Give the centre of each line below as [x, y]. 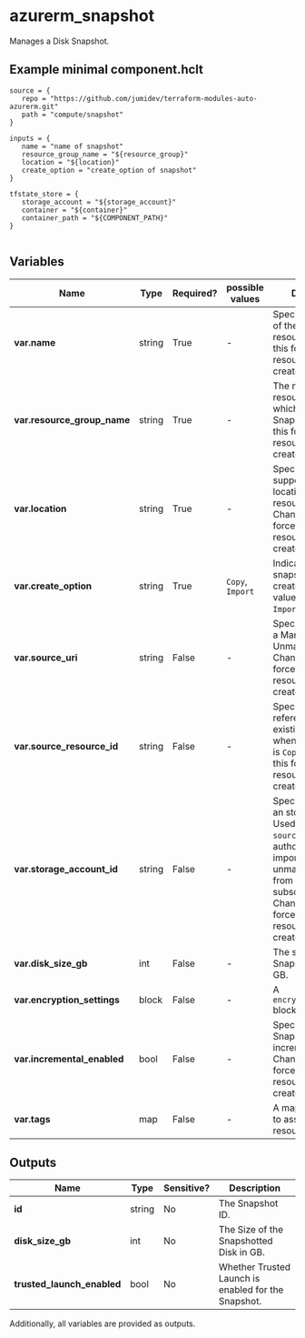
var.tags [32, 1119]
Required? [195, 293]
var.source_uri [46, 658]
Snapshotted [246, 1241]
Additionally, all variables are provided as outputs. [103, 1323]
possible [246, 287]
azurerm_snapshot [82, 16]
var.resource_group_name [72, 419]
